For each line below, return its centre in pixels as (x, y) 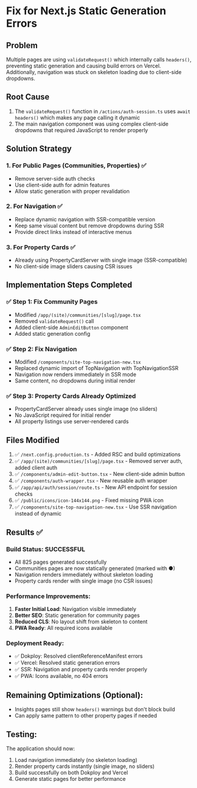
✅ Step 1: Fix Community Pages (52, 302)
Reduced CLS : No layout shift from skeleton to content (81, 622)
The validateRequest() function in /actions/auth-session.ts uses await (102, 111)
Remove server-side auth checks (55, 178)
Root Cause (28, 97)
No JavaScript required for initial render (63, 415)
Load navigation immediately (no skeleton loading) (76, 760)
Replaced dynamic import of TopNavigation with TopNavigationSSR (96, 368)
